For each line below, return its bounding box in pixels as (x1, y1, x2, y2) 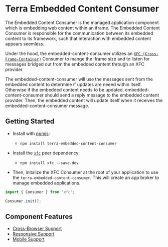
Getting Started (5, 117, 55, 125)
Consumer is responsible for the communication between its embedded (5, 30, 153, 36)
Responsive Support (12, 231, 55, 237)
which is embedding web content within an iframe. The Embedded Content (5, 24, 160, 30)
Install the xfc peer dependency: (12, 149, 80, 155)
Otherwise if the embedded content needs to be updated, (5, 86, 124, 92)
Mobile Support (12, 236, 45, 242)
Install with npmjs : (12, 130, 50, 136)
